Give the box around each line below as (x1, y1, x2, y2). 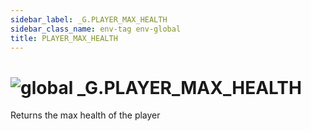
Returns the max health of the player (10, 109, 161, 121)
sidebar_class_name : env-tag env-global (10, 24, 182, 34)
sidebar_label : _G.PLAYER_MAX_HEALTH (10, 14, 168, 25)
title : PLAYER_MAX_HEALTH (10, 33, 118, 43)
